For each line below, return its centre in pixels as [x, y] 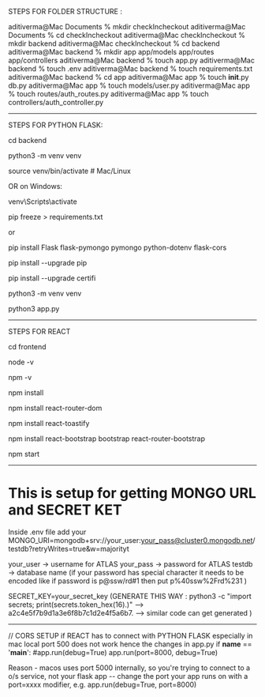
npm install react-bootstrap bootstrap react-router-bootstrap [106, 439]
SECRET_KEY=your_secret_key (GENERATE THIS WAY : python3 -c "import [130, 596]
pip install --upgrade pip [48, 263]
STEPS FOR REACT [39, 332]
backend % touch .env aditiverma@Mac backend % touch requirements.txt [131, 69]
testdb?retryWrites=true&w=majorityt [69, 548]
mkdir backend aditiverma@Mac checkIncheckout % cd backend [114, 43]
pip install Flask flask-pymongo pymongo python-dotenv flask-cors [118, 247]
